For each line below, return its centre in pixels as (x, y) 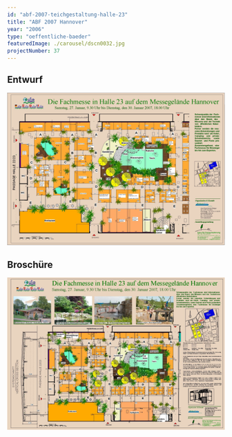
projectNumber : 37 (33, 51)
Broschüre (30, 265)
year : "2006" (26, 29)
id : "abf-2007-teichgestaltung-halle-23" (68, 14)
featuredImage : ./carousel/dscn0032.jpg (66, 44)
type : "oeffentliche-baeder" (49, 37)
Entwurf (25, 80)
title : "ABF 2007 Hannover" (48, 22)
